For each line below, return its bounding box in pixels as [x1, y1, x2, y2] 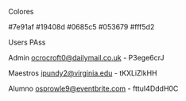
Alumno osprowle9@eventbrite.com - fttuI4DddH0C [8, 84, 179, 93]
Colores [8, 7, 34, 16]
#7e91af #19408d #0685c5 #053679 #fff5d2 [8, 22, 155, 31]
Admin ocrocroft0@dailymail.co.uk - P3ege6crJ [8, 53, 165, 62]
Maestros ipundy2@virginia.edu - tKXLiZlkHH [8, 68, 157, 78]
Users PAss [8, 37, 46, 47]
